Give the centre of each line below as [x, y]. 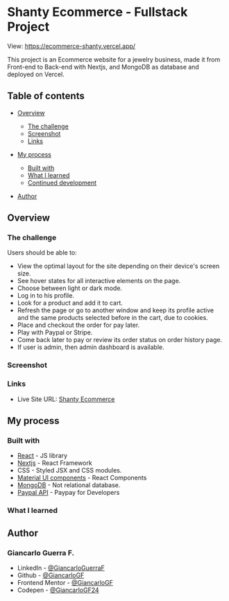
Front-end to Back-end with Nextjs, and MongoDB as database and [103, 67]
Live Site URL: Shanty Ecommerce [66, 399]
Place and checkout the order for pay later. [78, 325]
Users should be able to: [42, 253]
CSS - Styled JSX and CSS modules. [69, 471]
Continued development [62, 183]
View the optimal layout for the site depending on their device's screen [118, 266]
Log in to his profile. [46, 296]
